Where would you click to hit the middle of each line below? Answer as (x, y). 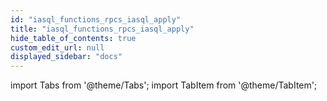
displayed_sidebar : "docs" (66, 57)
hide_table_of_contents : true (73, 38)
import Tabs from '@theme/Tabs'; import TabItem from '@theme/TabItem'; (164, 85)
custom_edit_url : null (57, 47)
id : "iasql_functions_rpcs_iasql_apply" (96, 19)
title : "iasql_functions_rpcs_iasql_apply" (102, 29)
